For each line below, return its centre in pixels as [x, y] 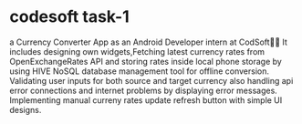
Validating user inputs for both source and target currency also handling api [151, 80]
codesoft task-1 [69, 17]
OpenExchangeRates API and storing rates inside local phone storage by [146, 61]
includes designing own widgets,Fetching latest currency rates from [137, 51]
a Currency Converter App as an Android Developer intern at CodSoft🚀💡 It [148, 42]
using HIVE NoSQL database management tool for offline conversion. [139, 71]
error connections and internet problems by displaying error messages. [144, 90]
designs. [26, 109]
